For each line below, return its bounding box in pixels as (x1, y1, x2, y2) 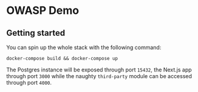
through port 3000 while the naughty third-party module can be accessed (6, 73, 193, 79)
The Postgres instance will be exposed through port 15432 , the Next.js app (6, 66, 193, 73)
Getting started (6, 28, 66, 38)
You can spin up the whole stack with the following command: (6, 44, 162, 51)
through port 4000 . (6, 79, 52, 86)
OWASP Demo (6, 4, 80, 18)
